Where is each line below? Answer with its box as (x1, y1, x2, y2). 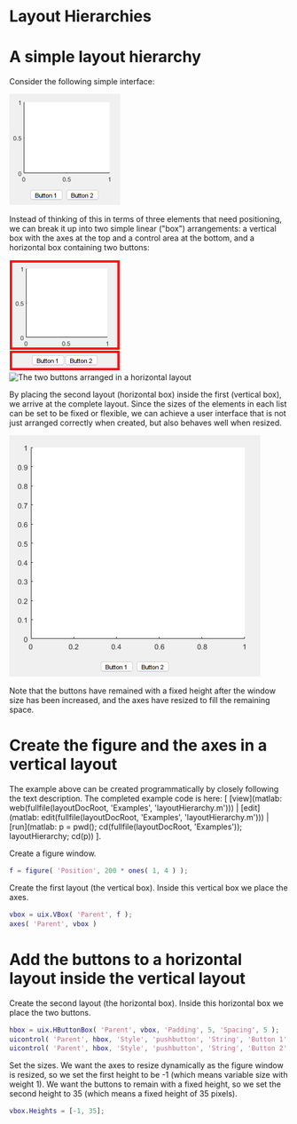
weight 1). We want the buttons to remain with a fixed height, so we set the (9, 1079, 282, 1089)
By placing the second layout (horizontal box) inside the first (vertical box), (9, 389, 282, 400)
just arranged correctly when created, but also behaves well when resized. (9, 417, 282, 428)
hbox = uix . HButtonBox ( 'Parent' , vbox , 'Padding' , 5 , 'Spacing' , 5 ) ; (9, 1025, 280, 1034)
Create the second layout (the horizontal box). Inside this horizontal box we (9, 997, 284, 1009)
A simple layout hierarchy (9, 47, 202, 67)
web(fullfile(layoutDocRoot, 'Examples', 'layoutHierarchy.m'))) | (9, 803, 239, 813)
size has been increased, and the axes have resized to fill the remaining (9, 695, 270, 706)
